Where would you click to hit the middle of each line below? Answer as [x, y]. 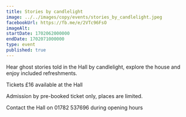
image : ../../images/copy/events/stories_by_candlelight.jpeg [84, 17]
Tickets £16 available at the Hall [44, 84]
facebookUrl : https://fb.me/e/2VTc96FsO [57, 22]
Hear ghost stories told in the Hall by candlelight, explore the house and [93, 67]
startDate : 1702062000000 [38, 34]
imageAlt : [18, 28]
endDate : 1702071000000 [35, 39]
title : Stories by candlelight [45, 12]
